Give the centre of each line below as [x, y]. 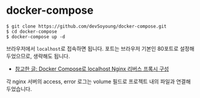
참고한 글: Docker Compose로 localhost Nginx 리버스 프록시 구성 [92, 69]
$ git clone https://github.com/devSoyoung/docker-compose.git [87, 26]
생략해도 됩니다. [52, 56]
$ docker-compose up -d [36, 36]
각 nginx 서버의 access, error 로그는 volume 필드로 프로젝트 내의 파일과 [90, 81]
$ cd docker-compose [32, 31]
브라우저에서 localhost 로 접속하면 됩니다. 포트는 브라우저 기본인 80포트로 [93, 48]
